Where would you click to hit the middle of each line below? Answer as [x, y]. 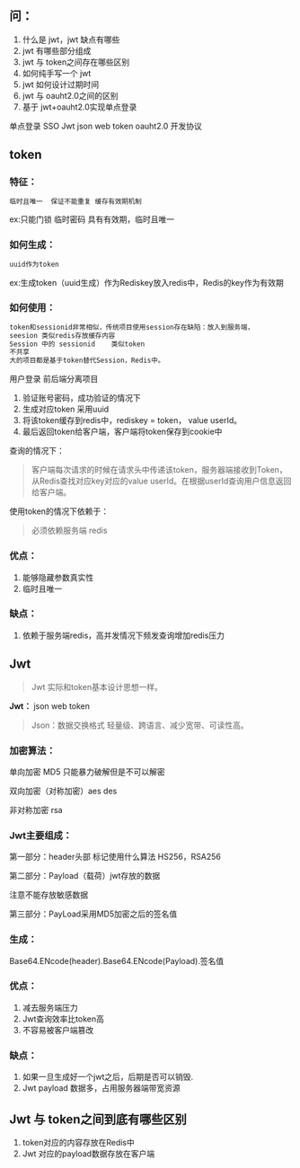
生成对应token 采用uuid [66, 409]
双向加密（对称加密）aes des [63, 791]
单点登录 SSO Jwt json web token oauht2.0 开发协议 [106, 126]
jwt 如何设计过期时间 [61, 84]
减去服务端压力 [50, 1007]
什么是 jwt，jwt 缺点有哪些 [71, 40]
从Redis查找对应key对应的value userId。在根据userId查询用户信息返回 [161, 481]
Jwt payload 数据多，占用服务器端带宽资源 [101, 1088]
